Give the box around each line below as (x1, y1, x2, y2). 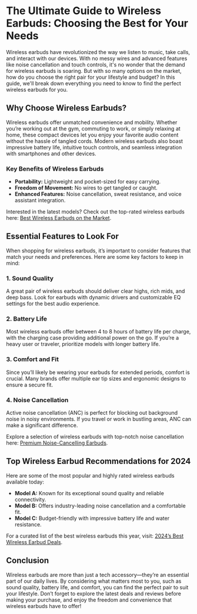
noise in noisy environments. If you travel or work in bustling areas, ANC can (6, 416, 192, 423)
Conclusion (6, 556, 49, 566)
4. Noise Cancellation (6, 396, 69, 404)
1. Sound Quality (6, 274, 54, 282)
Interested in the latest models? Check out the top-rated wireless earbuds (6, 208, 185, 215)
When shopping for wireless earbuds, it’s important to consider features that (6, 247, 191, 254)
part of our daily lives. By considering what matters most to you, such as (6, 578, 182, 585)
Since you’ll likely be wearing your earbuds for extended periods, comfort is (6, 369, 190, 376)
